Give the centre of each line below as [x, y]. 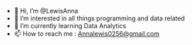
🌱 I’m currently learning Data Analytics [70, 26]
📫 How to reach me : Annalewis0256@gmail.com [86, 34]
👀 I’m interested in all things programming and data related [100, 18]
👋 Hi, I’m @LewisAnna [46, 11]
